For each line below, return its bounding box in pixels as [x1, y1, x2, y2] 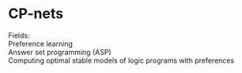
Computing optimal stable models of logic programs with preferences [8, 56, 235, 65]
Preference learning [8, 38, 74, 48]
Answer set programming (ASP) [8, 47, 112, 57]
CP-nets [8, 5, 64, 23]
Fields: [8, 31, 30, 40]
